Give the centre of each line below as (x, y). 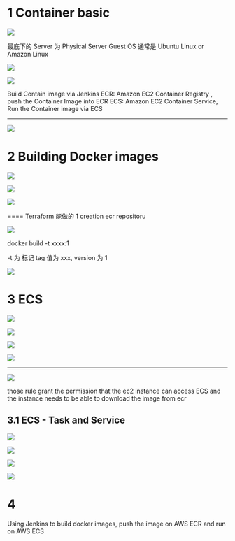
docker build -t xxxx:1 (38, 243)
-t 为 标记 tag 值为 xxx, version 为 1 (57, 257)
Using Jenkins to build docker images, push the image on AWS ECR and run (116, 524)
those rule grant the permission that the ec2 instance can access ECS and (114, 391)
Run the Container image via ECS (55, 108)
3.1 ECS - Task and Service (66, 420)
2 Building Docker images (83, 157)
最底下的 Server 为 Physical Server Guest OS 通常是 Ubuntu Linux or (106, 46)
